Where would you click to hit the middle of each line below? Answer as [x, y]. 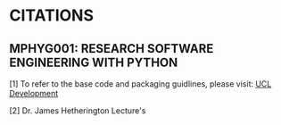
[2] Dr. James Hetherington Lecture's [78, 111]
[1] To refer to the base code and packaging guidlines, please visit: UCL [140, 84]
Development [34, 93]
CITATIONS [51, 16]
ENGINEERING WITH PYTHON [94, 62]
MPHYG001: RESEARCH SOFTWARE [112, 49]
